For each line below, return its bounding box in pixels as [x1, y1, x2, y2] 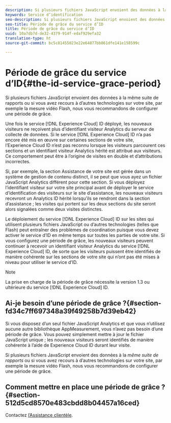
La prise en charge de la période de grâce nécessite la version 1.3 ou [5, 279, 150, 285]
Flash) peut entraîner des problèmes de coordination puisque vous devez [5, 227, 159, 233]
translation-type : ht [5, 36, 51, 41]
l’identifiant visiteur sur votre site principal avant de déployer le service [5, 184, 154, 191]
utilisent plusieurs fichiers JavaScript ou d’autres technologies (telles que [5, 221, 159, 227]
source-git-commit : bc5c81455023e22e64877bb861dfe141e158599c [5, 41, 140, 46]
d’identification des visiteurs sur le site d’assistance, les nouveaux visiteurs [5, 190, 163, 196]
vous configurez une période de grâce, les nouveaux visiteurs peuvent [5, 237, 154, 244]
